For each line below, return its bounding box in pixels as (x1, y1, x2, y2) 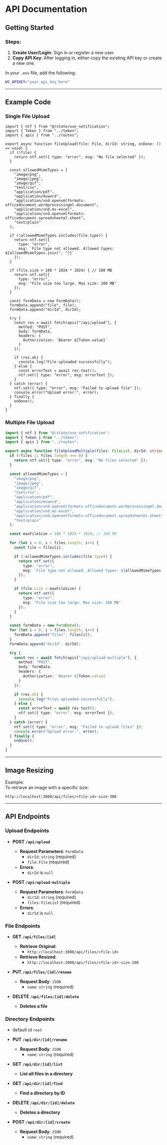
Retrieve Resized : (19, 954, 57, 960)
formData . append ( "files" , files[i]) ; (14, 632, 92, 637)
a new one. (12, 60, 36, 66)
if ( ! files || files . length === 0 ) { (9, 453, 88, 458)
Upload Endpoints (5, 827, 50, 834)
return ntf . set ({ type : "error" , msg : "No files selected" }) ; (14, 458, 148, 463)
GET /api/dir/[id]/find (12, 1080, 63, 1087)
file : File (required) (27, 859, 70, 865)
